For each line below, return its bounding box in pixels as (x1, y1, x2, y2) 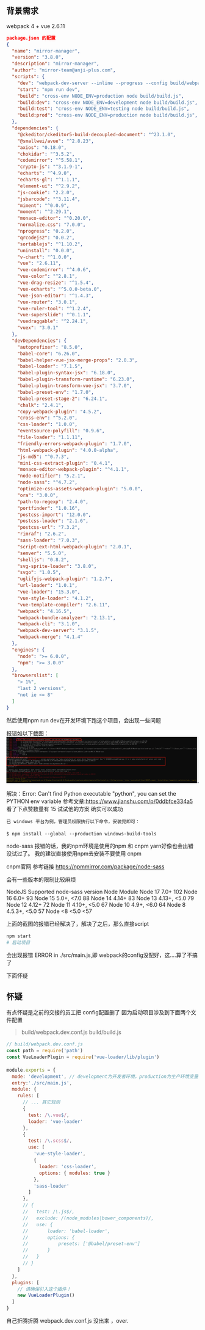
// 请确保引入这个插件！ (17, 1286, 71, 1292)
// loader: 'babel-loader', (22, 1228, 111, 1234)
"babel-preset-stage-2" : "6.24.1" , (17, 396, 108, 402)
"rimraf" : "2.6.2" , (17, 531, 67, 537)
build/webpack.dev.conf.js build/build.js (21, 1028, 122, 1036)
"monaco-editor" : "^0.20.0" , (17, 216, 92, 222)
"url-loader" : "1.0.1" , (17, 583, 78, 589)
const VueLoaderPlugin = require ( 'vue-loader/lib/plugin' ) (6, 1054, 160, 1061)
